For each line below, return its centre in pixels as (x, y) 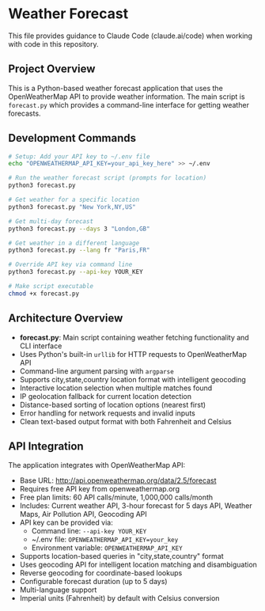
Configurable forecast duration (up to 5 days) (93, 582)
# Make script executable (51, 287)
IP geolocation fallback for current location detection (106, 396)
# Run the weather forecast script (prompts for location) (108, 178)
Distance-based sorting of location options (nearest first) (113, 404)
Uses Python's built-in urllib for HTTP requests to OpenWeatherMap (133, 354)
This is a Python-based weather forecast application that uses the (115, 88)
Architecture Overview (66, 319)
